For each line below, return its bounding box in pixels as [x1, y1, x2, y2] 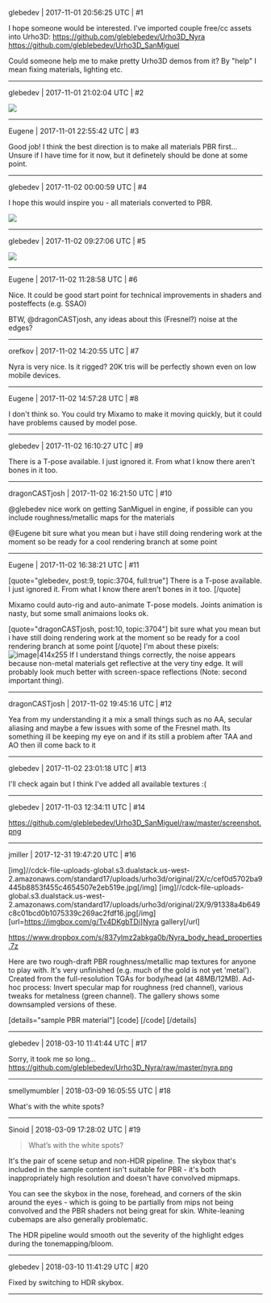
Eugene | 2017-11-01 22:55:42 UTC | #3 [8, 126, 140, 136]
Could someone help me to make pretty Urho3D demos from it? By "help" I [8, 57, 256, 65]
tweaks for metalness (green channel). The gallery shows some [8, 991, 220, 1000]
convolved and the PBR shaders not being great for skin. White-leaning [8, 1206, 244, 1215]
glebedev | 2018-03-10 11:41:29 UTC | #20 [8, 1262, 149, 1272]
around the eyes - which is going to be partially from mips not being [8, 1197, 234, 1207]
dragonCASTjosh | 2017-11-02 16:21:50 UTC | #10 [8, 488, 173, 498]
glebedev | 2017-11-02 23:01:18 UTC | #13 [8, 764, 147, 773]
